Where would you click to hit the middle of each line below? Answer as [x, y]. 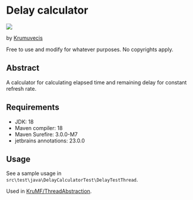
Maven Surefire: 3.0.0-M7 [46, 134]
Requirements [33, 107]
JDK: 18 [24, 122]
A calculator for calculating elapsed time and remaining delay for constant [96, 82]
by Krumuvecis [25, 38]
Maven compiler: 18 [39, 128]
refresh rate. [21, 88]
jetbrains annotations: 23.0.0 [50, 141]
